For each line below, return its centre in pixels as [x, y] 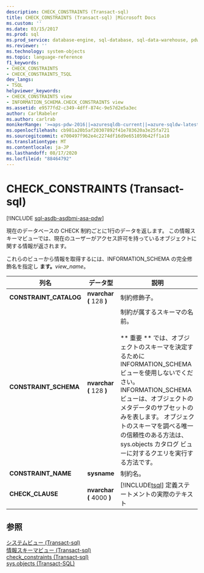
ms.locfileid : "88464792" [39, 158]
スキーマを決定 [166, 347]
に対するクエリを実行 [157, 453]
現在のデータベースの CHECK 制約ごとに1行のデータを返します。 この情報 [98, 231]
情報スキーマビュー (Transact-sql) [49, 551]
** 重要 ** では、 [146, 338]
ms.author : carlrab [31, 119]
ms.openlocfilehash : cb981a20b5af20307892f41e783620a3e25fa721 [88, 131]
